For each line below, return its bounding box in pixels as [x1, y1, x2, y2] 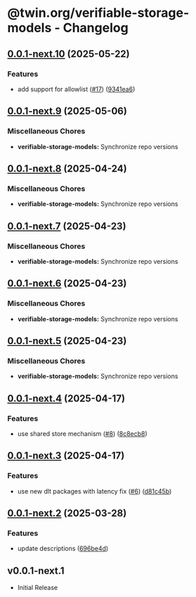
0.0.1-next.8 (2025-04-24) [7, 162, 128, 174]
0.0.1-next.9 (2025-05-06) [7, 105, 128, 117]
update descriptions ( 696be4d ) [17, 544, 109, 553]
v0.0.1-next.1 [7, 565, 65, 577]
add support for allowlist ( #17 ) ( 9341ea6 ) [17, 84, 136, 93]
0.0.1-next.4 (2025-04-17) [7, 392, 125, 404]
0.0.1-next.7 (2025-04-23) [7, 220, 126, 232]
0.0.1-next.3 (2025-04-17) [7, 450, 125, 462]
